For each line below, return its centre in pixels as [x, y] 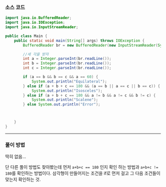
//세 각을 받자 [36, 54]
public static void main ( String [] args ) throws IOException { [79, 41]
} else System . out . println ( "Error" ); [62, 104]
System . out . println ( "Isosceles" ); [67, 91]
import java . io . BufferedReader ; [38, 18]
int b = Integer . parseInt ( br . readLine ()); [67, 63]
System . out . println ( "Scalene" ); [65, 100]
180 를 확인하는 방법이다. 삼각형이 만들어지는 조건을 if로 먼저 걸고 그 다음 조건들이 [83, 173]
